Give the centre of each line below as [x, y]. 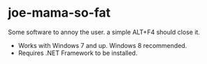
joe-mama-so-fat [59, 13]
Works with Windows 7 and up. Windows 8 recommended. [102, 45]
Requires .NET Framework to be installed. [78, 53]
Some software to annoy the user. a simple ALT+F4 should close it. [104, 32]
